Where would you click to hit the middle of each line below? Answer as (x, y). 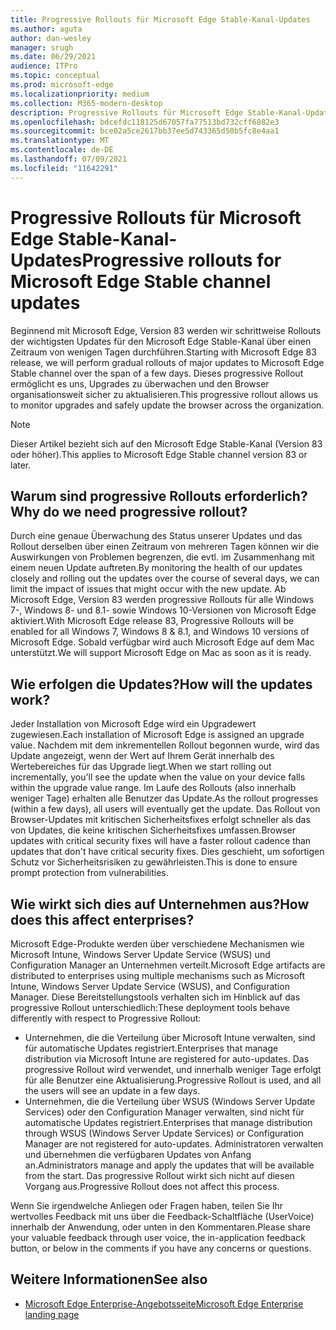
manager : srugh (42, 47)
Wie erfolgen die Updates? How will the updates (161, 684)
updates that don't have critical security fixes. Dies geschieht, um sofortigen (167, 852)
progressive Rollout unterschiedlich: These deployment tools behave (150, 1007)
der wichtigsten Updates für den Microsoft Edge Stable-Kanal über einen (161, 341)
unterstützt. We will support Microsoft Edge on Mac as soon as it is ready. (161, 653)
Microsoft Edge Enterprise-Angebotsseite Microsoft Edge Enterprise (164, 1303)
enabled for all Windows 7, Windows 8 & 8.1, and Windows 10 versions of (160, 632)
